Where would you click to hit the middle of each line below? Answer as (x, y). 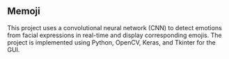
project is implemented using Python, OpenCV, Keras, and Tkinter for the (111, 42)
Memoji (24, 11)
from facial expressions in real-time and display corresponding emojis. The (114, 35)
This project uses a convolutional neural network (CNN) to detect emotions (115, 27)
